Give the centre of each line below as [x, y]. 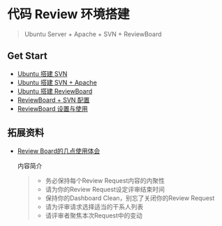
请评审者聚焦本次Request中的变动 [94, 215]
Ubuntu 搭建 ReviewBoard [55, 91]
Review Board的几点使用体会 [59, 151]
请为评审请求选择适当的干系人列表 [94, 206]
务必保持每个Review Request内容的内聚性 [105, 180]
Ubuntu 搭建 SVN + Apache [57, 82]
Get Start [27, 56]
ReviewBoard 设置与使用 [53, 108]
